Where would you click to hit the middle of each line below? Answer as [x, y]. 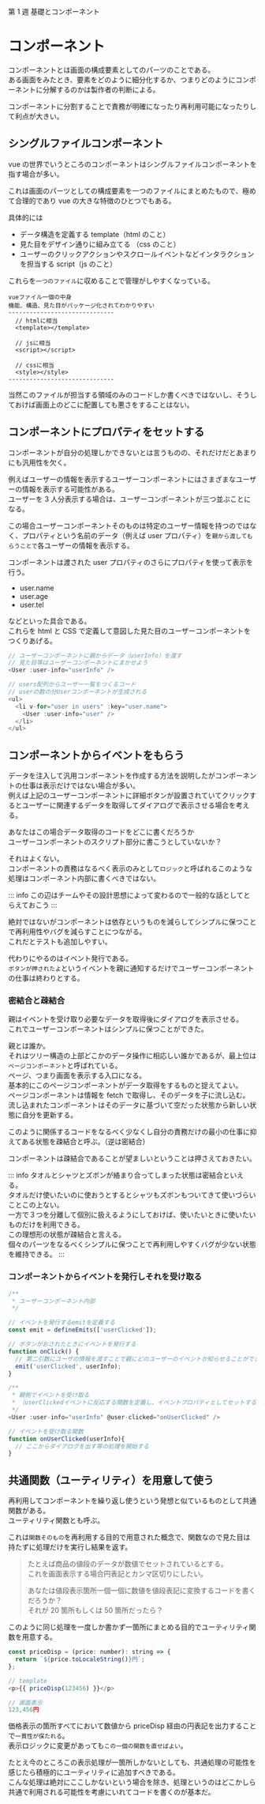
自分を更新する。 [49, 1115]
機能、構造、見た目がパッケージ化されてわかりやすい [82, 305]
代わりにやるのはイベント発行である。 [70, 958]
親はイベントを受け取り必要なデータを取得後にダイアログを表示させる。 [125, 1019]
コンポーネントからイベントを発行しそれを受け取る [105, 1277]
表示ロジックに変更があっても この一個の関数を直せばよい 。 [98, 1746]
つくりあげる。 [32, 640]
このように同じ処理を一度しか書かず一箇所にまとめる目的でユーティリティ [129, 1627]
